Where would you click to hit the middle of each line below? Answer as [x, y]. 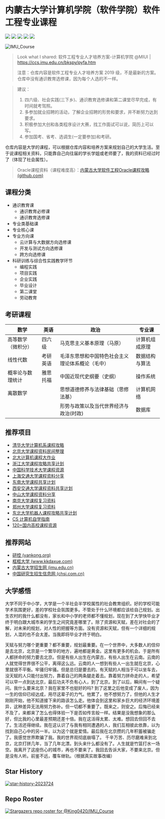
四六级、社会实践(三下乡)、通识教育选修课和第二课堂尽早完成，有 [91, 100]
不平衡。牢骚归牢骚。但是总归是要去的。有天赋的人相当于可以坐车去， [89, 670]
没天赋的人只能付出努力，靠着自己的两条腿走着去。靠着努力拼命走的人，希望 [82, 676]
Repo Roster [24, 799]
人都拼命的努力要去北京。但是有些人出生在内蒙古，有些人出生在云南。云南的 [82, 657]
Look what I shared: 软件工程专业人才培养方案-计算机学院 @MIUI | [84, 57]
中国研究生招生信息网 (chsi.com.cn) [48, 574]
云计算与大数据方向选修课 [45, 242]
